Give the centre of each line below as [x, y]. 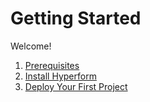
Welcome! [31, 46]
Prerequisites [52, 65]
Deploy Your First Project [76, 86]
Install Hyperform [60, 76]
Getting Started [76, 18]
